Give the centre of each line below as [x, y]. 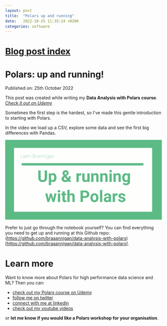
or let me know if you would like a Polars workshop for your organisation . [82, 318]
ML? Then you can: [25, 283]
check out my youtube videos [43, 308]
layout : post [19, 10]
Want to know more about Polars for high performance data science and [79, 277]
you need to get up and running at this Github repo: [58, 233]
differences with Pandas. [31, 133]
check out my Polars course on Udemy [52, 292]
